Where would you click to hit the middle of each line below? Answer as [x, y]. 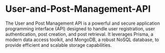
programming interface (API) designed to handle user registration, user [80, 28]
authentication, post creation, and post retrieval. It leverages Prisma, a [79, 34]
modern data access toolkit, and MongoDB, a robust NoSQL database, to [82, 40]
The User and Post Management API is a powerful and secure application [83, 23]
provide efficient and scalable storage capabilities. [58, 45]
